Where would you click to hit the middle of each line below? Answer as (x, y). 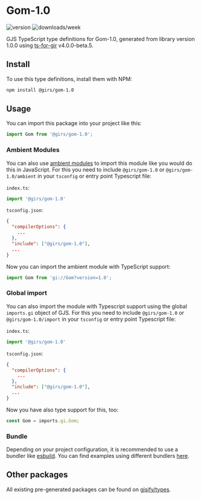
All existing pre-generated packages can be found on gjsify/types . (88, 489)
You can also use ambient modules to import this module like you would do (99, 163)
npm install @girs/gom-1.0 (40, 90)
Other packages (37, 475)
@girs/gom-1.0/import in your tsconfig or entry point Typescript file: (91, 319)
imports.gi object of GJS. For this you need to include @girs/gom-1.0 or (95, 312)
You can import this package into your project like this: (74, 123)
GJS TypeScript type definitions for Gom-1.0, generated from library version (101, 39)
